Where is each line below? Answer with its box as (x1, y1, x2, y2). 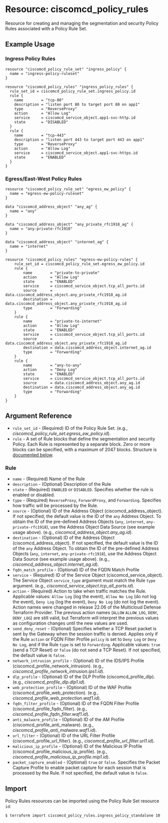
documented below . (12, 452, 54, 458)
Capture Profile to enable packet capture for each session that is (12, 765, 146, 771)
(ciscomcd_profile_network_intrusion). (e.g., (12, 663, 104, 669)
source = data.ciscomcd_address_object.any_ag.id (23, 380, 140, 386)
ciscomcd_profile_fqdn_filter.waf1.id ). (12, 711, 90, 717)
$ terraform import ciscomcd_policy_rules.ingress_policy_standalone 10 (5, 813, 160, 818)
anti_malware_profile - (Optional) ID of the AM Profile (12, 716, 124, 723)
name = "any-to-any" (23, 362, 82, 368)
